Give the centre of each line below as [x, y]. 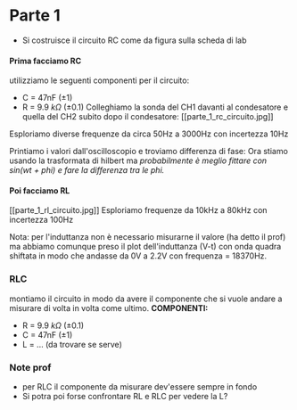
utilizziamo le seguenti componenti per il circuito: [99, 80]
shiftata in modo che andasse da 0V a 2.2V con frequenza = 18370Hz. [138, 256]
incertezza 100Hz [41, 220]
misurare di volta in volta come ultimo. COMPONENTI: [109, 307]
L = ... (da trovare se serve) [72, 344]
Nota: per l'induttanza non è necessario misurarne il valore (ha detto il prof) [148, 237]
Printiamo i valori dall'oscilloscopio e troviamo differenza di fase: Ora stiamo [148, 152]
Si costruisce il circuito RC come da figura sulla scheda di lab [134, 40]
